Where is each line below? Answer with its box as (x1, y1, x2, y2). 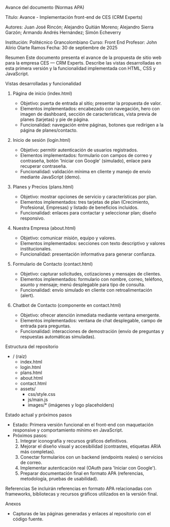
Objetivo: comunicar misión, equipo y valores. (20, 235, 116, 241)
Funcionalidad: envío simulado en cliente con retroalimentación (20, 287, 152, 293)
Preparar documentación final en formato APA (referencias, (20, 470, 145, 476)
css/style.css (27, 391, 56, 397)
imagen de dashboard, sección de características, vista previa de (20, 111, 157, 117)
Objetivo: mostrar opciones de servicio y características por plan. (20, 194, 157, 200)
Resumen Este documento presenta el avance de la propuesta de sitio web (5, 54, 161, 60)
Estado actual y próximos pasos (5, 412, 72, 418)
